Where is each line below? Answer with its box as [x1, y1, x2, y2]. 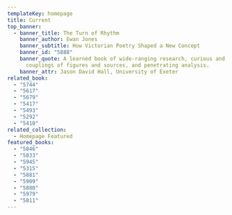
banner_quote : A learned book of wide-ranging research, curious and [19, 55, 226, 62]
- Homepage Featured [13, 132, 73, 139]
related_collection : [7, 126, 67, 133]
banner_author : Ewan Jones [19, 36, 98, 43]
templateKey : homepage [7, 10, 73, 17]
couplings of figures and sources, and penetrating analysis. [25, 62, 210, 69]
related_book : [7, 74, 49, 82]
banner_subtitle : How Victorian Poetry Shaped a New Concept [19, 42, 200, 49]
